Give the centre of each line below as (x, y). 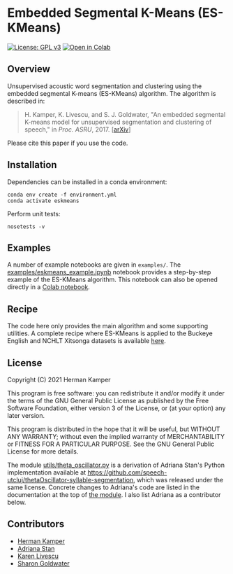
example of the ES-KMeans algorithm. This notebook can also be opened (113, 280)
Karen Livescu (38, 556)
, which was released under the (179, 480)
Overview (29, 69)
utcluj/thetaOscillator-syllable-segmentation (70, 480)
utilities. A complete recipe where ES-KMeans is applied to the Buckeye (110, 333)
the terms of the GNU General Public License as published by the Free (108, 401)
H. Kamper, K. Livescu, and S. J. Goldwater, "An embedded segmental (125, 114)
